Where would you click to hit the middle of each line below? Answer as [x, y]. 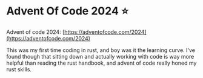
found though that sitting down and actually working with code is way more [100, 56]
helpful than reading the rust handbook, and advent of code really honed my [101, 63]
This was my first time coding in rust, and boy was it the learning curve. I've [101, 50]
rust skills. [19, 69]
